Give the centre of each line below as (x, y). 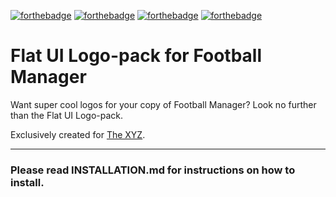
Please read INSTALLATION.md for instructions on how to (153, 170)
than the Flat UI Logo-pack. (67, 115)
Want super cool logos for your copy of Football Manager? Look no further (163, 104)
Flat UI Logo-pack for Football (136, 56)
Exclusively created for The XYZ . (78, 134)
